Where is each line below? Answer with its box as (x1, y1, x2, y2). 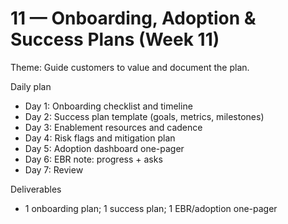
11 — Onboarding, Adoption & (10, 7, 257, 30)
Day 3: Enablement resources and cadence (24, 121, 203, 133)
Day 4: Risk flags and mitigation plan (24, 132, 176, 144)
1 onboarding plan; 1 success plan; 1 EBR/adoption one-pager (24, 202, 278, 214)
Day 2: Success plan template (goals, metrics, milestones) (24, 110, 265, 122)
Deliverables (10, 183, 62, 195)
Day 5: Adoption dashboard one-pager (24, 142, 185, 154)
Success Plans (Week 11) (10, 28, 220, 51)
